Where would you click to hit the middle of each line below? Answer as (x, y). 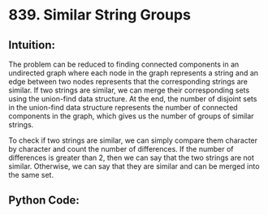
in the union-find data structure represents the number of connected (123, 107)
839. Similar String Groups (99, 15)
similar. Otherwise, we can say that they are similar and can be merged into (134, 166)
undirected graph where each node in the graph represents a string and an (133, 73)
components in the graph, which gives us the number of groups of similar (131, 116)
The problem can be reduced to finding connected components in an (124, 64)
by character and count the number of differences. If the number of (121, 149)
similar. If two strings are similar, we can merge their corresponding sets (129, 90)
